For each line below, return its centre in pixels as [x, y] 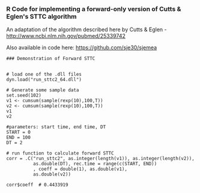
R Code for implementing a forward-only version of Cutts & [94, 9]
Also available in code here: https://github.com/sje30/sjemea [82, 47]
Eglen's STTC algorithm [41, 16]
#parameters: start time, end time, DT [56, 127]
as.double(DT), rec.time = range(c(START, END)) [95, 164]
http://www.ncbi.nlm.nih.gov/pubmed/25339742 [66, 36]
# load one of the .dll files [44, 75]
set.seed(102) [24, 96]
